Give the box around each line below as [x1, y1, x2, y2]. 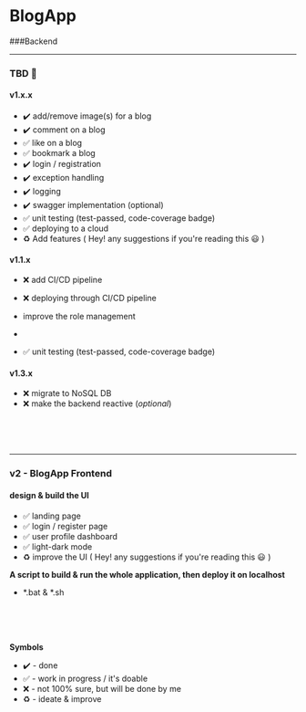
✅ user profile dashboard [22, 530, 118, 541]
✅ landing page [22, 510, 82, 521]
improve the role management [22, 311, 137, 322]
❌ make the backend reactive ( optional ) [22, 398, 172, 409]
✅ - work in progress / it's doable [22, 673, 148, 684]
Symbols [9, 641, 44, 653]
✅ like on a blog [22, 138, 83, 149]
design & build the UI [9, 489, 89, 500]
